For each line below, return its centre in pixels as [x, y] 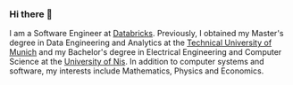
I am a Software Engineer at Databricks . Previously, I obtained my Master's [146, 34]
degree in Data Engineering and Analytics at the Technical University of [141, 42]
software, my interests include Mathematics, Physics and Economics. [137, 71]
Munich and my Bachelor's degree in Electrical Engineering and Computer [146, 52]
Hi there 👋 [31, 14]
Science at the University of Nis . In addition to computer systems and [137, 62]
